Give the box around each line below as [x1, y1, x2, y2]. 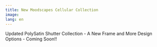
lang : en [5, 17, 24, 22]
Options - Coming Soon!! [5, 36, 57, 42]
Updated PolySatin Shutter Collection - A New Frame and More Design [5, 31, 153, 37]
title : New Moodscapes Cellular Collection [5, 7, 99, 13]
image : [5, 12, 19, 17]
